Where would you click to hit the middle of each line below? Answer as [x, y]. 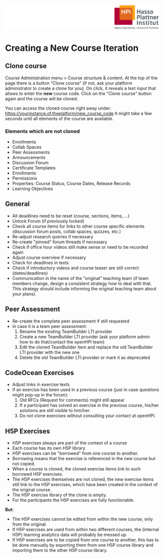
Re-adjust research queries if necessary [53, 236]
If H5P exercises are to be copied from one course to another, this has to [85, 540]
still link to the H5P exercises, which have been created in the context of [85, 485]
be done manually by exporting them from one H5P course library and [83, 545]
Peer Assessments [31, 152]
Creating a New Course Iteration [72, 48]
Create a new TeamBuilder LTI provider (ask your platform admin [85, 337]
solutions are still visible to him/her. [55, 411]
